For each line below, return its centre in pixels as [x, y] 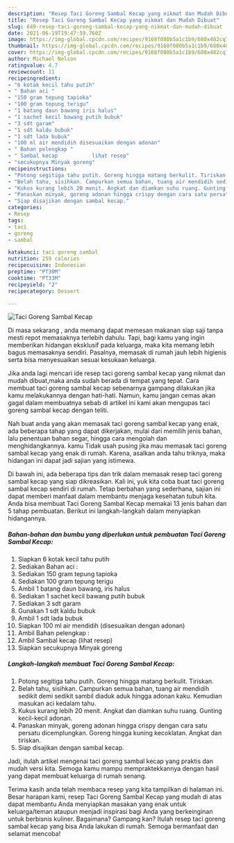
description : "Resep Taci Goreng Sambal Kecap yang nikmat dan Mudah [111, 14]
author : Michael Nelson [42, 59]
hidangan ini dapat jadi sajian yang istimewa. [72, 461]
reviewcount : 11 [31, 72]
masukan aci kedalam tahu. [57, 703]
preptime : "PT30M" [34, 272]
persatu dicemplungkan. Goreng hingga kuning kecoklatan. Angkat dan [120, 733]
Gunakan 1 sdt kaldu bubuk [57, 611]
